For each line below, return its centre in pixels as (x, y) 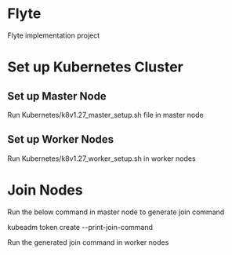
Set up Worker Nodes (61, 139)
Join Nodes (45, 190)
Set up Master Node (57, 96)
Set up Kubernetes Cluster (95, 67)
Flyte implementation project (54, 35)
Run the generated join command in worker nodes (88, 242)
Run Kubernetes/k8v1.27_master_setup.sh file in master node (106, 115)
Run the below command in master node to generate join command (116, 212)
